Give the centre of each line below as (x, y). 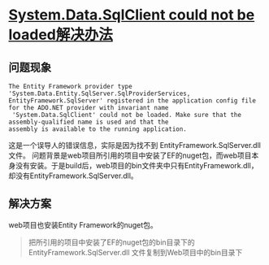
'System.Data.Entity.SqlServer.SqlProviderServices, (100, 93)
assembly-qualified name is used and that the (89, 122)
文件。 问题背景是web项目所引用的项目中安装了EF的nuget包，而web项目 (130, 155)
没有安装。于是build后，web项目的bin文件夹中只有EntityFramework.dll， (137, 165)
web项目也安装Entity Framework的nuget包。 (83, 224)
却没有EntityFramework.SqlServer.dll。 (73, 176)
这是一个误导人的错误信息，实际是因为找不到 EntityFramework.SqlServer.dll (135, 145)
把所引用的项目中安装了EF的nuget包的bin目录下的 (111, 242)
